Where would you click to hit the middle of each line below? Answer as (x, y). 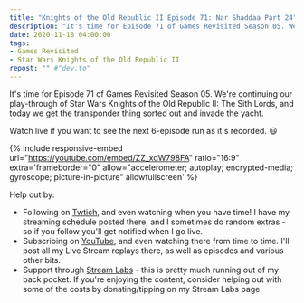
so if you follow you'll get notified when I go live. (113, 231)
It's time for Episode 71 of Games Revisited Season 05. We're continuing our (151, 94)
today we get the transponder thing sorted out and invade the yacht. (137, 113)
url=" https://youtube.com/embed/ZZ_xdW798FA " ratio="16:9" (124, 157)
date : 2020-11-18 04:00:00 (60, 34)
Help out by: (32, 194)
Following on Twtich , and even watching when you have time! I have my (156, 212)
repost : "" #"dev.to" (50, 69)
